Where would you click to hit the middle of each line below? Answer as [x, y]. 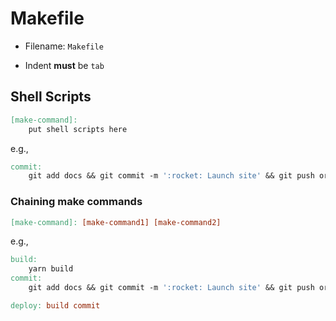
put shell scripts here [78, 129]
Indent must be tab [64, 65]
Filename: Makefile [64, 46]
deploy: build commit [55, 305]
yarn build [51, 269]
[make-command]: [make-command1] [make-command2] [116, 222]
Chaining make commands [76, 202]
